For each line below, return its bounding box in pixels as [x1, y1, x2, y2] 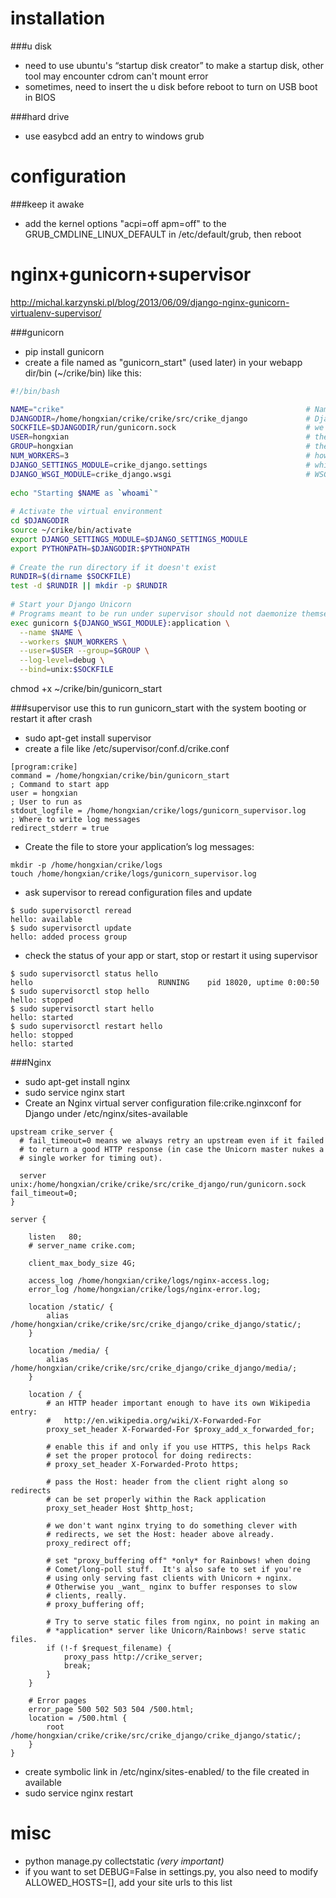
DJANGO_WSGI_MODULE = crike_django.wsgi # [10, 469, 311, 479]
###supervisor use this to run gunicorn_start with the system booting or [10, 702, 307, 714]
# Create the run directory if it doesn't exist [10, 562, 217, 572]
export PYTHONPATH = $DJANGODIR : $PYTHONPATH [10, 543, 190, 554]
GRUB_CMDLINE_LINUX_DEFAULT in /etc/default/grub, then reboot [24, 228, 302, 240]
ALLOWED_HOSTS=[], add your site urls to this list [24, 1877, 233, 1888]
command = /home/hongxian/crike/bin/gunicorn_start [10, 771, 230, 781]
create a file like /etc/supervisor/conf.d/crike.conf [24, 743, 230, 755]
